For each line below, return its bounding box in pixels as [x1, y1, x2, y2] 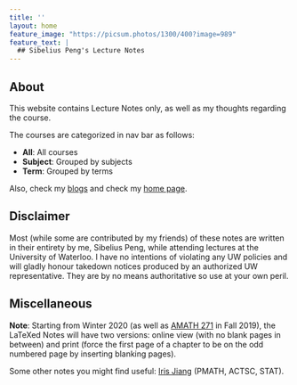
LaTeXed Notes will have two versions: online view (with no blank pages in [9, 329, 282, 340]
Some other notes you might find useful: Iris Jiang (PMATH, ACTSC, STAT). [9, 365, 285, 376]
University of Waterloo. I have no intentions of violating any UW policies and [9, 251, 288, 262]
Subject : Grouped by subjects [21, 156, 133, 167]
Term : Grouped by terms [21, 166, 114, 176]
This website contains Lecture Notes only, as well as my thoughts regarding [9, 102, 286, 113]
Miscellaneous [9, 296, 92, 312]
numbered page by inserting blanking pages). [9, 348, 176, 359]
